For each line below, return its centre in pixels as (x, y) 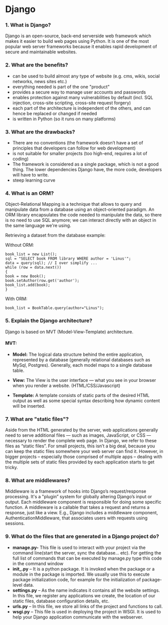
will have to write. (31, 175)
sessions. (15, 523)
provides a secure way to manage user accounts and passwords (79, 92)
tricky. (12, 467)
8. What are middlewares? (38, 481)
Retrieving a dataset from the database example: (55, 236)
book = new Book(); (26, 276)
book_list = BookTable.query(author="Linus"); (55, 308)
